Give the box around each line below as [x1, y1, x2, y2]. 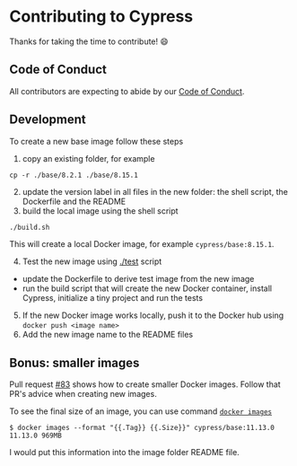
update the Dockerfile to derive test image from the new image [22, 274, 255, 285]
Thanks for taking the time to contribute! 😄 [9, 36, 169, 47]
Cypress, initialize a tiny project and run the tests [22, 293, 204, 303]
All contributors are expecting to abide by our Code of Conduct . [9, 85, 245, 96]
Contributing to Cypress [9, 6, 194, 27]
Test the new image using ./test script [22, 256, 162, 267]
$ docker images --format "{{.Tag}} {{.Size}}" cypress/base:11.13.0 [9, 424, 275, 433]
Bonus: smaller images [9, 355, 140, 370]
